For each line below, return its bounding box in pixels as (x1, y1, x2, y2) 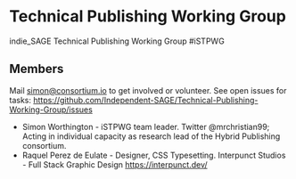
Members (9, 61, 64, 77)
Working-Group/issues (9, 104, 94, 115)
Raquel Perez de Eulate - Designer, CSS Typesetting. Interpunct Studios (21, 150, 286, 160)
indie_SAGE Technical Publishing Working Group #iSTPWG (9, 36, 225, 46)
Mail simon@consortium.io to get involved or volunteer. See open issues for (9, 85, 287, 95)
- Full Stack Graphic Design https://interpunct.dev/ (21, 159, 208, 170)
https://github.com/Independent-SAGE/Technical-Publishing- (32, 94, 259, 105)
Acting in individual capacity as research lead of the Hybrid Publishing (21, 131, 281, 142)
